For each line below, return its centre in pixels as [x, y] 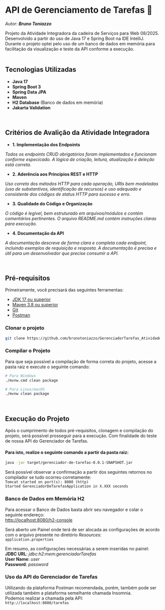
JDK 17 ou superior [31, 299]
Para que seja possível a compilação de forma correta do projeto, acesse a [81, 361]
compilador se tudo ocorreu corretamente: [48, 478]
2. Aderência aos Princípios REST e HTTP [55, 174]
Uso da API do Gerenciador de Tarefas [51, 577]
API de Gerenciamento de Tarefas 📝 [79, 10]
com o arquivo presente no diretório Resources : [53, 535]
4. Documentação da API [38, 233]
